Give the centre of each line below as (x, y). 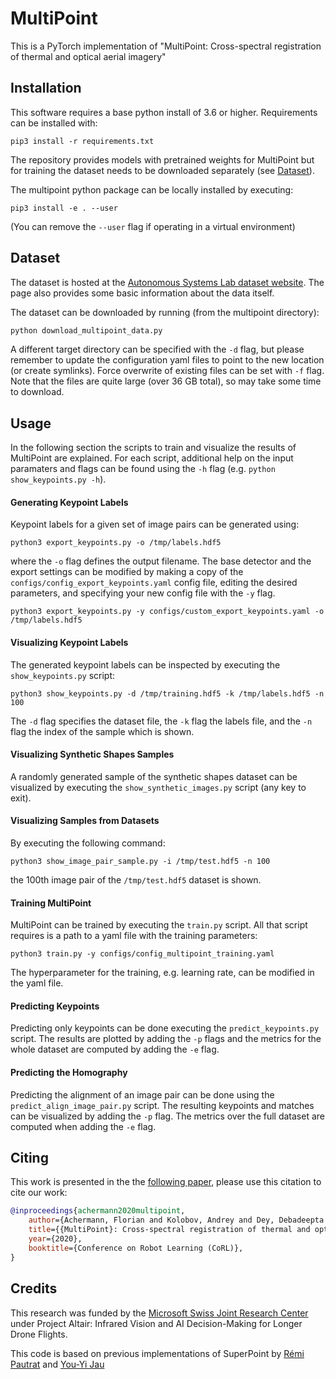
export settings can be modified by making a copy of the (127, 572)
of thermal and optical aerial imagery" (88, 56)
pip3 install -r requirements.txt (82, 141)
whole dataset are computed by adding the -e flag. (115, 1049)
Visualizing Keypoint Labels (69, 643)
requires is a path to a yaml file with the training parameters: (134, 936)
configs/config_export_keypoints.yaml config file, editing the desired (154, 583)
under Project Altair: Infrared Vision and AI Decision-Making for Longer (156, 1323)
